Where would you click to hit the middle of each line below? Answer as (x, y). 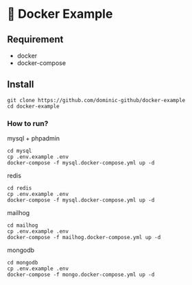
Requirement (35, 39)
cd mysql (20, 151)
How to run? (28, 123)
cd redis (20, 188)
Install (21, 85)
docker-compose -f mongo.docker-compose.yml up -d (81, 275)
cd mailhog (23, 225)
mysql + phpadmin (34, 138)
